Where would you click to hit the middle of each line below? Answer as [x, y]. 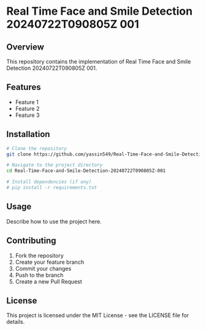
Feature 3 [27, 115]
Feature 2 [27, 108]
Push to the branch [39, 275]
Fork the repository [40, 255]
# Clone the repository [37, 148]
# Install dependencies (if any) [49, 182]
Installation [28, 134]
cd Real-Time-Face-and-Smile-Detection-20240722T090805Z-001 [86, 171]
